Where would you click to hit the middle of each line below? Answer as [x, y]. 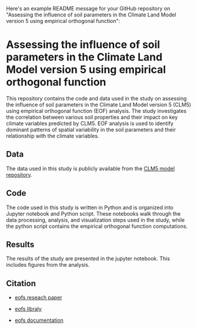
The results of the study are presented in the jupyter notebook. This [88, 258]
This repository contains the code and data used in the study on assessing [96, 98]
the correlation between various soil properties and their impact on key [92, 117]
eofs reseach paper [39, 298]
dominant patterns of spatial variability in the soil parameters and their [91, 129]
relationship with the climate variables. [53, 136]
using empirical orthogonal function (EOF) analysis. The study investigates [96, 110]
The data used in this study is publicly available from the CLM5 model [91, 168]
